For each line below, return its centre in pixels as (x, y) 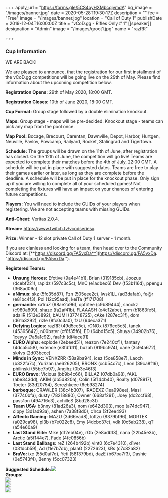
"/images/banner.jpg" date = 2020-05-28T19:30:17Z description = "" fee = (82, 13)
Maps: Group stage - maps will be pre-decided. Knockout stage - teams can (85, 121)
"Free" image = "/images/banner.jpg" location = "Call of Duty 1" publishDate (84, 18)
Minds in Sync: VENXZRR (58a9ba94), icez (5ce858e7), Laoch (78, 358)
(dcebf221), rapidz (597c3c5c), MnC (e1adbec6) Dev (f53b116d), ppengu (87, 283)
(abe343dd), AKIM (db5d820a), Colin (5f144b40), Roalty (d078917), (82, 379)
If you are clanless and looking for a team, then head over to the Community (84, 248)
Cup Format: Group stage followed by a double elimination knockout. (76, 112)
